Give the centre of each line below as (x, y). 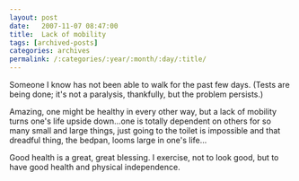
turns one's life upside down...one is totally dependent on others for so (141, 121)
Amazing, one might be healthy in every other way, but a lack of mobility (143, 112)
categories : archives (50, 51)
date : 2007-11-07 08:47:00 (64, 26)
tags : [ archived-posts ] (54, 43)
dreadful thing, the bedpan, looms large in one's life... (108, 140)
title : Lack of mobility (57, 34)
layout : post (34, 17)
